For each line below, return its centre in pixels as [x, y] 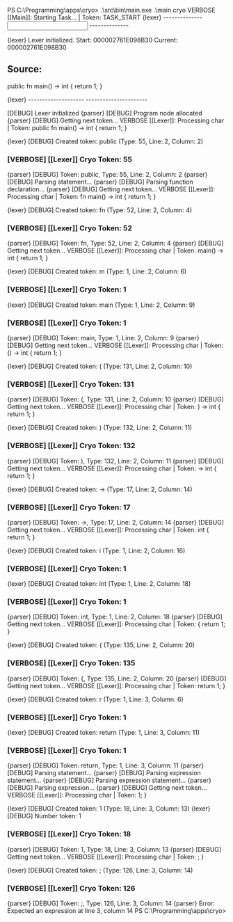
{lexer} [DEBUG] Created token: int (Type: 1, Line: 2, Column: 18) [99, 584]
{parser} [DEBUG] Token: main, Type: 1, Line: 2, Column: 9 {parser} [103, 338]
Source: [25, 69]
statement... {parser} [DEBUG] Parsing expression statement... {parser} [110, 780]
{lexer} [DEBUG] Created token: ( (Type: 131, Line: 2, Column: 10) [100, 366]
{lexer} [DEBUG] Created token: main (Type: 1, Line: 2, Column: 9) [101, 305]
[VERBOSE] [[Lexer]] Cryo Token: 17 [69, 507]
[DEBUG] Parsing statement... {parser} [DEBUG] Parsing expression [104, 773]
